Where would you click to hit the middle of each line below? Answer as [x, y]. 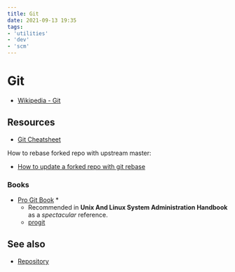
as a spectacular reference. [68, 215]
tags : [15, 27]
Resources [31, 122]
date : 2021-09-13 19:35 [42, 20]
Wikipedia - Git [39, 100]
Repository [33, 261]
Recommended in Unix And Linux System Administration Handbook [128, 208]
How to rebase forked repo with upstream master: [80, 153]
